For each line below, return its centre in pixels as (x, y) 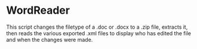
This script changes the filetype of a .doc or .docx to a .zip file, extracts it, (97, 27)
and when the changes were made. (50, 39)
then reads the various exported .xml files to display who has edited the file (98, 33)
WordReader (38, 10)
